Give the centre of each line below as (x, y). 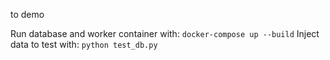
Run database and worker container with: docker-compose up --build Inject (165, 33)
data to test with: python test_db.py (84, 44)
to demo (27, 14)
